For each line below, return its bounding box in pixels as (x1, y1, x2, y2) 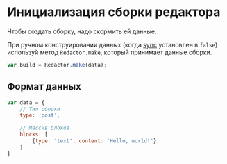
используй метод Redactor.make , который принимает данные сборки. (7, 48, 212, 56)
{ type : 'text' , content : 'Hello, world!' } (32, 138, 157, 145)
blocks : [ (19, 131, 49, 138)
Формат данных (7, 81, 81, 92)
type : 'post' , (19, 112, 60, 119)
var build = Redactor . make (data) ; (7, 61, 108, 68)
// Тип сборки (19, 106, 60, 113)
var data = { (7, 99, 45, 106)
